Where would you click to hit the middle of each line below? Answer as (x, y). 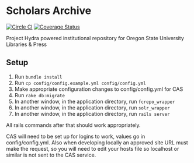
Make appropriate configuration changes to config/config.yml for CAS (99, 89)
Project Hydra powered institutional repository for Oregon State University (95, 38)
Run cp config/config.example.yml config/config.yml (80, 83)
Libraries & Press (27, 44)
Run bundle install (38, 76)
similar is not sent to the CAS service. (51, 155)
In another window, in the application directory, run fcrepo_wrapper (95, 101)
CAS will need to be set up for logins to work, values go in (76, 136)
